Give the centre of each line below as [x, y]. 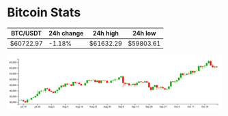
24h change [66, 33]
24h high [106, 33]
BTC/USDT [27, 33]
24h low [144, 33]
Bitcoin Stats [44, 13]
